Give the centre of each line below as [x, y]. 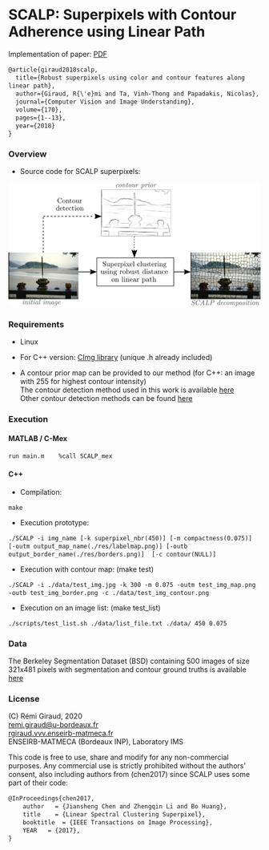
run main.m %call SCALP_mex [60, 456]
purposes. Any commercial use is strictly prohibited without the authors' [127, 766]
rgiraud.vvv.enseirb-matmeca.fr [61, 733]
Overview [28, 154]
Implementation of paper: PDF [58, 54]
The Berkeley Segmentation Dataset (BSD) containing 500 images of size [129, 661]
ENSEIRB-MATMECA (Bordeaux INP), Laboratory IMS [96, 742]
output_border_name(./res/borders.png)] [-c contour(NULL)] [112, 554]
